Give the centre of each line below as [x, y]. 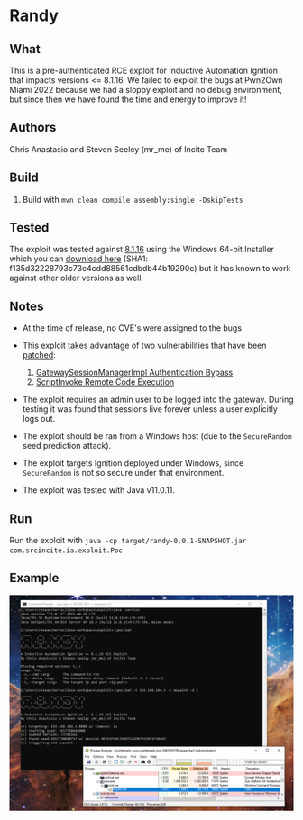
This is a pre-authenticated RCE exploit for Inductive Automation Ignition [143, 70]
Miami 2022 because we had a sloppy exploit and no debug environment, [146, 90]
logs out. [39, 419]
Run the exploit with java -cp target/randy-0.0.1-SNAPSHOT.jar [128, 541]
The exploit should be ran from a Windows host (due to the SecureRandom [157, 436]
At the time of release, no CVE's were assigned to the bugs [132, 328]
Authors [33, 128]
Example [34, 578]
